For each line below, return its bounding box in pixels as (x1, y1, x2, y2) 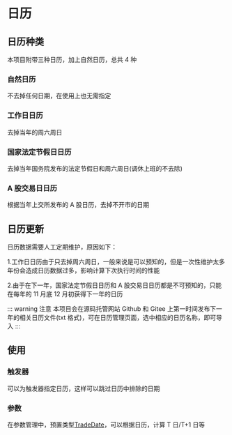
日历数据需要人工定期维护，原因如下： (7, 243, 117, 251)
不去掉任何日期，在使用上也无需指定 (7, 91, 111, 100)
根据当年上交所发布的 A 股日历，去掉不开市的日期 (7, 201, 150, 209)
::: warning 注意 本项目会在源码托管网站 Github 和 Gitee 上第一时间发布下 (7, 305, 217, 313)
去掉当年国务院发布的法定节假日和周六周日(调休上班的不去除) (7, 164, 183, 172)
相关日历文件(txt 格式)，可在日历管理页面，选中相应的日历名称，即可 (19, 314, 217, 321)
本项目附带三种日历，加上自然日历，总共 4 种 (7, 56, 137, 63)
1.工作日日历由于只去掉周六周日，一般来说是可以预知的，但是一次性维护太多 (7, 258, 225, 266)
